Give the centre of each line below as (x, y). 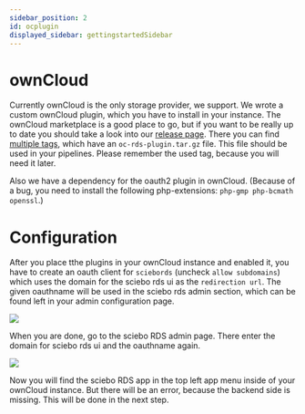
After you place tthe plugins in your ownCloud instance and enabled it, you (149, 263)
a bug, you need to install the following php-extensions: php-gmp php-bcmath (152, 191)
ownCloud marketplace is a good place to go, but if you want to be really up (152, 125)
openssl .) (26, 201)
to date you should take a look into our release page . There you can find (145, 134)
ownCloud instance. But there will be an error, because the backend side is (150, 390)
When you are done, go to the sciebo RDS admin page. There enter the (142, 336)
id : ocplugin (34, 26)
